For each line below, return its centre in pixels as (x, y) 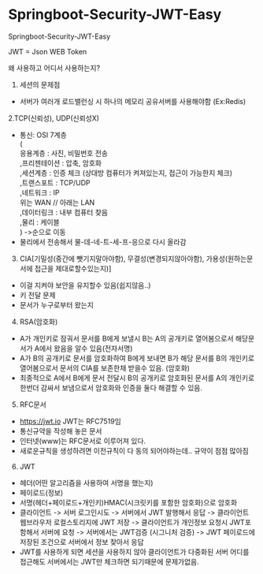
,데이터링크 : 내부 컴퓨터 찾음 (64, 212)
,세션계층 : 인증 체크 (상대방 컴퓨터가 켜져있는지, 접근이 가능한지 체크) (126, 173)
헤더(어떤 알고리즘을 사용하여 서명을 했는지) (86, 483)
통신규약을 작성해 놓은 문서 (61, 430)
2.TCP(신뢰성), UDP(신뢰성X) (54, 118)
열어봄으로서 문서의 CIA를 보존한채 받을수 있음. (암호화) (105, 367)
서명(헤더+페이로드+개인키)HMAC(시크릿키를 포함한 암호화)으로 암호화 (128, 502)
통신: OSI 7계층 (43, 135)
